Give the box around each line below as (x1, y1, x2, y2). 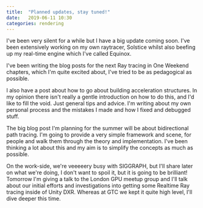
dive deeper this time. (6, 195, 61, 202)
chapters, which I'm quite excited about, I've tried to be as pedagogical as (6, 69, 192, 76)
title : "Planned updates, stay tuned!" (6, 9, 111, 15)
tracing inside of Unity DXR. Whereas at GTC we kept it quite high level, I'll (6, 188, 193, 196)
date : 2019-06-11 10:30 (6, 15, 72, 21)
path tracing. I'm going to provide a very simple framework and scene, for (6, 131, 192, 138)
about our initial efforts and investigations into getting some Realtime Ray (6, 182, 190, 190)
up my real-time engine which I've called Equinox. (6, 50, 132, 58)
